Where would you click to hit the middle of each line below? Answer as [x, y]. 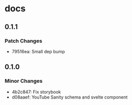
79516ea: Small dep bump [38, 51]
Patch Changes [24, 41]
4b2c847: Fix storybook [36, 92]
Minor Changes [24, 81]
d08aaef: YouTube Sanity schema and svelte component [70, 97]
